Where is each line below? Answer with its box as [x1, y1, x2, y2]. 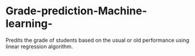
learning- [5, 17, 53, 30]
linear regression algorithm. [5, 43, 73, 50]
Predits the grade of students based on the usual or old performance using [5, 36, 190, 43]
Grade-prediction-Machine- [5, 4, 147, 18]
